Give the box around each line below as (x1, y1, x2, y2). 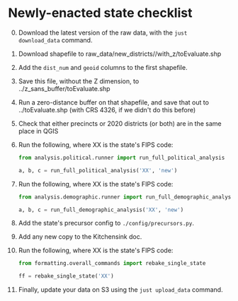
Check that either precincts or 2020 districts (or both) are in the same (18, 119, 222, 128)
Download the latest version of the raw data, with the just (18, 28, 188, 37)
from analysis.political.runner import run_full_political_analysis (18, 154, 225, 161)
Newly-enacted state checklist (8, 5, 193, 21)
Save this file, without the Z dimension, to (18, 76, 140, 85)
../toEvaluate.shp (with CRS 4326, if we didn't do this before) (18, 105, 196, 114)
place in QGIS (18, 126, 59, 135)
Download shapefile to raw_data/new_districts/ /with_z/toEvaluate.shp (18, 49, 222, 58)
